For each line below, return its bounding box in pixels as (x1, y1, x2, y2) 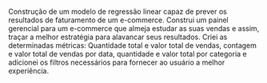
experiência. (8, 66, 50, 75)
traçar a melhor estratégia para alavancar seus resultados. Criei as (8, 32, 228, 41)
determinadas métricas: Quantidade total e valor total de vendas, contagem (8, 41, 257, 50)
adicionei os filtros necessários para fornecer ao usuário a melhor (8, 57, 225, 67)
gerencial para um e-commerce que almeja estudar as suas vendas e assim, (8, 24, 260, 33)
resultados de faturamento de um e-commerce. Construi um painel (8, 15, 229, 25)
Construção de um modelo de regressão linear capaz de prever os (8, 7, 228, 16)
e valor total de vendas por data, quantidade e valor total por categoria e (8, 49, 247, 58)
